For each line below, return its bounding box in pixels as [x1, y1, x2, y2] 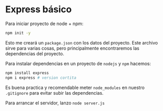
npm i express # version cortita [5, 75, 77, 80]
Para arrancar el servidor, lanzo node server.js [5, 100, 105, 106]
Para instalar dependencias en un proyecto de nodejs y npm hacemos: [5, 60, 151, 66]
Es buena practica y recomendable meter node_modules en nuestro [5, 84, 145, 91]
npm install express [5, 70, 50, 75]
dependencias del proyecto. [5, 50, 64, 57]
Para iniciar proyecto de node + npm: [5, 20, 83, 27]
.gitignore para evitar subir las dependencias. [5, 90, 104, 96]
